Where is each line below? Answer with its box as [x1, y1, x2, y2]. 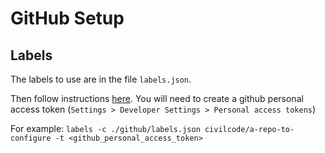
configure [10, 133, 52, 143]
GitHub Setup [10, 7, 125, 30]
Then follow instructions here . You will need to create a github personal [10, 93, 304, 104]
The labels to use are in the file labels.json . [10, 73, 192, 85]
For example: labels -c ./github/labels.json [10, 123, 201, 134]
